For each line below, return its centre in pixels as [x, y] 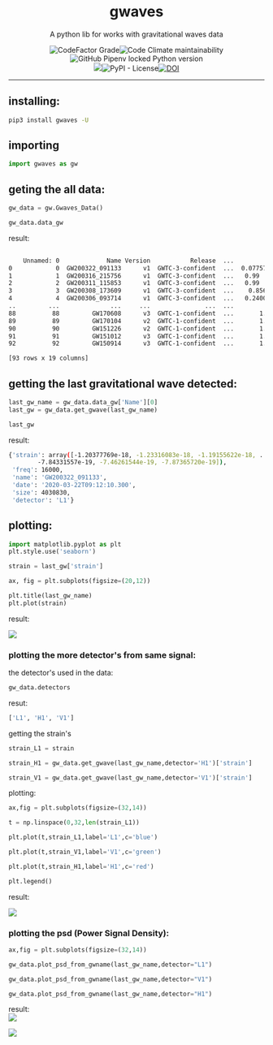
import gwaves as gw [43, 164]
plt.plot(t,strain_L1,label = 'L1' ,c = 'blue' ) [83, 838]
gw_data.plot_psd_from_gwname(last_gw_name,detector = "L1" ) [110, 965]
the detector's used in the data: [61, 673]
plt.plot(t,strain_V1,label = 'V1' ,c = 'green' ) [85, 852]
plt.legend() [30, 881]
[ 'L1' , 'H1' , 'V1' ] [41, 718]
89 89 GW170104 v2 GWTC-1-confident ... [121, 321]
